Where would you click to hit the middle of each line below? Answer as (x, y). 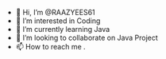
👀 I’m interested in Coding (58, 21)
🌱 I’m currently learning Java (63, 29)
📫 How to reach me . (50, 47)
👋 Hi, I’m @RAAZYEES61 (55, 12)
